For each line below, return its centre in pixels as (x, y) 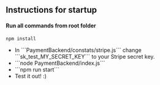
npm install (21, 39)
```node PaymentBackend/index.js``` (60, 63)
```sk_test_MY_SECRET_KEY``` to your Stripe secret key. (85, 56)
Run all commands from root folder (51, 25)
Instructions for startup (51, 10)
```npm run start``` (37, 69)
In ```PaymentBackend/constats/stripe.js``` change (78, 50)
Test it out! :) (31, 76)
